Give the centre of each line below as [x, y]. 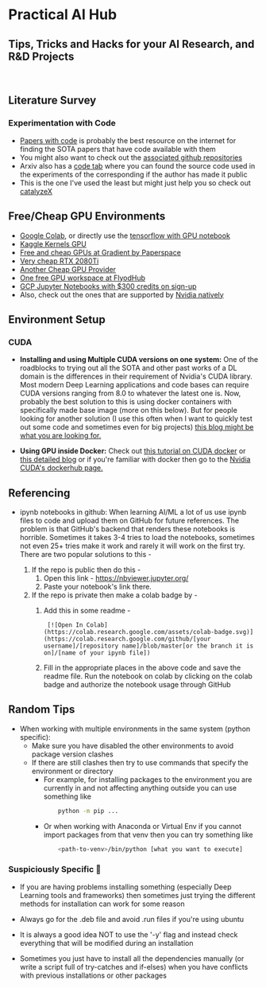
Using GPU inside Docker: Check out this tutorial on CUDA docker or [133, 451]
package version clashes [72, 754]
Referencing [39, 493]
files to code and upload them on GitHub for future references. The [129, 520]
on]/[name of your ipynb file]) [97, 653]
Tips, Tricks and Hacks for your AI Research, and [131, 44]
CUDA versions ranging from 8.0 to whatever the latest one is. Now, [130, 393]
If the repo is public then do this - [86, 570]
